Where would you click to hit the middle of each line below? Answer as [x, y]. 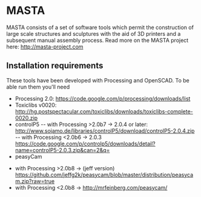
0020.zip [26, 118]
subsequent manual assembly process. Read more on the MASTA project [97, 40]
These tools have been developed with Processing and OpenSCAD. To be [98, 80]
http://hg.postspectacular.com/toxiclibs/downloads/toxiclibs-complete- [104, 111]
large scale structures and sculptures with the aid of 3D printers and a [94, 33]
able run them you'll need [38, 87]
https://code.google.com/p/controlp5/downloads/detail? [85, 144]
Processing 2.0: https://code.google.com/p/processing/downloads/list [103, 98]
